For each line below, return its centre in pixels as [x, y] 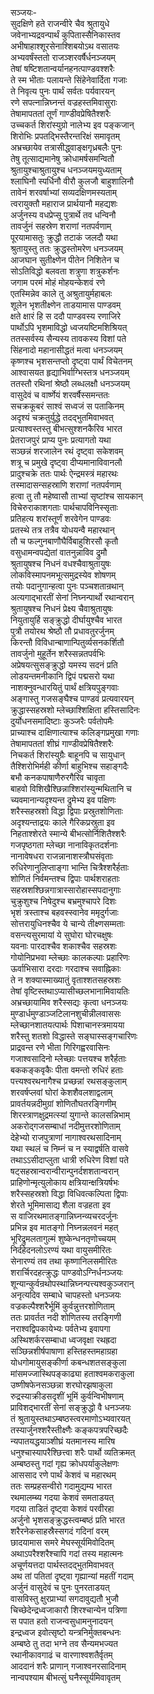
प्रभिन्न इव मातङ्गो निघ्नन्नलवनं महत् [64, 1227]
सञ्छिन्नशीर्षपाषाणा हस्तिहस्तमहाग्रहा [64, 1351]
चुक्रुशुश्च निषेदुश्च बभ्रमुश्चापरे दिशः [63, 901]
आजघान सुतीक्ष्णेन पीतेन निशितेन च [65, 260]
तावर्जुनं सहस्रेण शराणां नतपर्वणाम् [61, 226]
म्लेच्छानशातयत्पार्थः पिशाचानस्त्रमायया [67, 1025]
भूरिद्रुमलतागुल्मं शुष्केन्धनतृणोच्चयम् [63, 1238]
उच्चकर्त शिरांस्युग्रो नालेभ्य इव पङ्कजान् [72, 125]
